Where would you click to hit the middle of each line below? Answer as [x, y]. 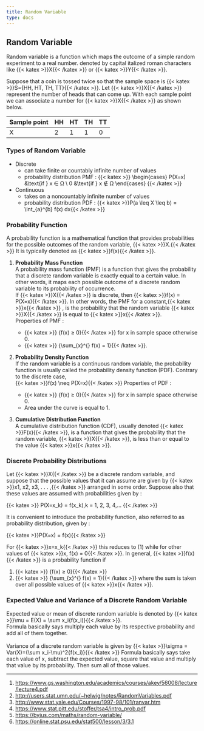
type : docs [20, 18]
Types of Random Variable [46, 151]
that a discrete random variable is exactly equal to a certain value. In [100, 275]
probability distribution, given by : [48, 523]
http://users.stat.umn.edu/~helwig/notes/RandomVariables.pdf [93, 695]
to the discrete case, [41, 376]
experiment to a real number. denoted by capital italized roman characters [99, 63]
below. [15, 107]
